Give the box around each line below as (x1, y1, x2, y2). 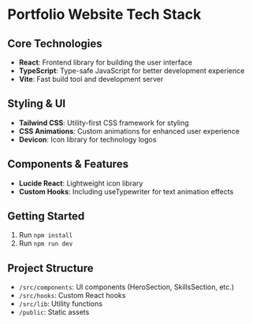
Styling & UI (7, 97, 66, 111)
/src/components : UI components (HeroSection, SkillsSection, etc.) (18, 282, 234, 292)
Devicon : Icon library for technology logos (18, 134, 157, 144)
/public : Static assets (18, 307, 90, 317)
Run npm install (18, 230, 73, 240)
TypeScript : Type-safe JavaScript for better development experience (18, 66, 245, 75)
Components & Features (7, 157, 129, 171)
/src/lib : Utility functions (18, 299, 103, 308)
